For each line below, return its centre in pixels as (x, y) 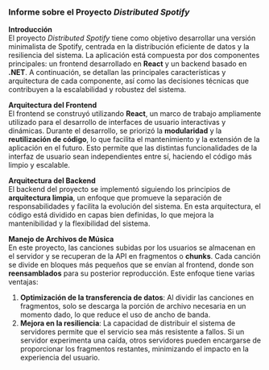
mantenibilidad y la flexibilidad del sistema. (79, 223)
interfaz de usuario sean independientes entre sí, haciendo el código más (130, 156)
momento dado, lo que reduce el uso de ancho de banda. (115, 315)
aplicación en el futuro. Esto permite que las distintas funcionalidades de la (133, 148)
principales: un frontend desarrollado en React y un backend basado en (128, 64)
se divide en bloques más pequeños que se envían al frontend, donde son (131, 265)
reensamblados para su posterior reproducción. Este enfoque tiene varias (132, 273)
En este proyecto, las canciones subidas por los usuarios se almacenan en (132, 247)
